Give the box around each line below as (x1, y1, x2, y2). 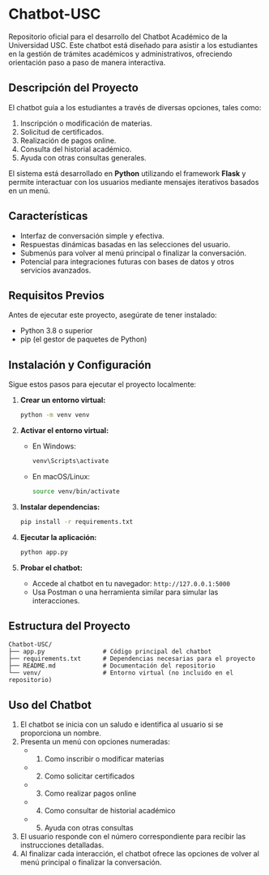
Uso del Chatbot (8, 698, 92, 712)
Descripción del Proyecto (8, 81, 139, 95)
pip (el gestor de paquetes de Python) (19, 334, 147, 345)
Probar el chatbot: (19, 563, 83, 573)
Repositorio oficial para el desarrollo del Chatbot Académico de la (8, 32, 228, 41)
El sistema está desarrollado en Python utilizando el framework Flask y (8, 168, 246, 178)
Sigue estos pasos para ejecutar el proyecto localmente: (8, 380, 197, 389)
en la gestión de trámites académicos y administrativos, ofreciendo (8, 49, 233, 58)
